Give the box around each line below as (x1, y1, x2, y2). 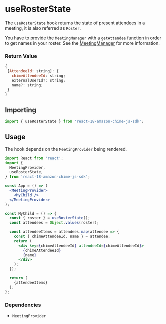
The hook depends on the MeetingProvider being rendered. (5, 146, 127, 152)
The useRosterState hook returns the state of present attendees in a (5, 20, 145, 26)
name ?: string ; (11, 82, 43, 88)
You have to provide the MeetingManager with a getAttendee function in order (5, 35, 161, 41)
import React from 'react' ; (5, 156, 64, 161)
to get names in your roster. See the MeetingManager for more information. (5, 40, 160, 46)
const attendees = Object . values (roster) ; (9, 220, 99, 225)
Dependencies (5, 301, 41, 308)
